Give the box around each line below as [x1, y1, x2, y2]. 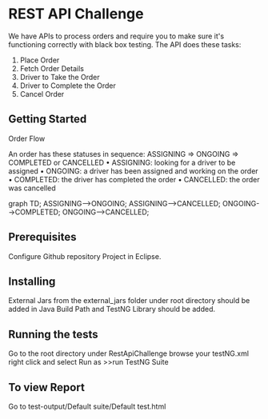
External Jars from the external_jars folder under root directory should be [8, 296, 250, 305]
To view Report [8, 381, 86, 394]
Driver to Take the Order [19, 72, 100, 82]
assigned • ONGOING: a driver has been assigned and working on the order [8, 166, 258, 176]
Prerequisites [8, 230, 77, 244]
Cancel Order [19, 89, 65, 98]
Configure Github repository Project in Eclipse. [8, 251, 162, 261]
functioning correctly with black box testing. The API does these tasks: [8, 39, 242, 49]
